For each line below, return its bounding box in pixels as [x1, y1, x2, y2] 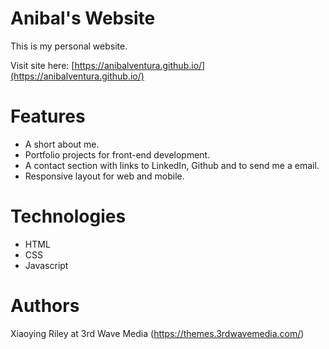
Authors [10, 295, 80, 317]
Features [10, 105, 86, 128]
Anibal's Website [10, 7, 156, 30]
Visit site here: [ [10, 59, 75, 71]
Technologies [10, 205, 127, 228]
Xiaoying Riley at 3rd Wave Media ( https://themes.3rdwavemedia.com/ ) [10, 327, 305, 339]
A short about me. [24, 138, 100, 150]
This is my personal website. [10, 40, 128, 52]
